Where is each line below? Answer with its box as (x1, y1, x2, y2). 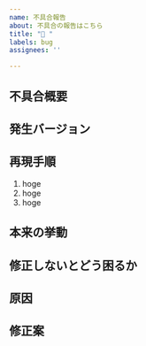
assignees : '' (9, 46, 62, 55)
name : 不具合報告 (9, 12, 66, 22)
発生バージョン (9, 121, 91, 136)
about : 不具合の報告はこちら (9, 21, 104, 30)
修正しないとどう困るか (9, 258, 137, 273)
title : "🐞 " (9, 29, 53, 38)
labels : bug (9, 37, 53, 47)
